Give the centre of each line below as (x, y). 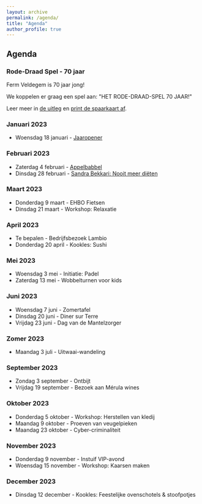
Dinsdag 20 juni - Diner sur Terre (57, 316)
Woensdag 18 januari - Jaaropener (59, 138)
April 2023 (23, 225)
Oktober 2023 (28, 404)
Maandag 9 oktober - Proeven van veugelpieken (76, 423)
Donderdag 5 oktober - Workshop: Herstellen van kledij (85, 416)
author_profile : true (34, 29)
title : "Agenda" (27, 23)
